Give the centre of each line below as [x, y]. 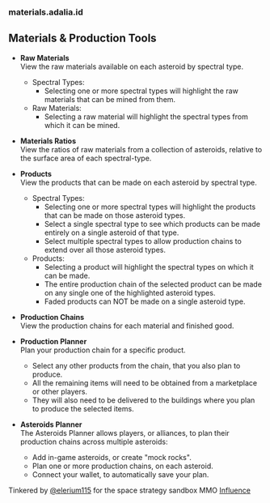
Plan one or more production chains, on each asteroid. [123, 466]
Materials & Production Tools [82, 38]
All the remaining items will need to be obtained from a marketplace [144, 382]
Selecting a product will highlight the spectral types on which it [149, 266]
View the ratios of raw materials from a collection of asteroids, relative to [141, 149]
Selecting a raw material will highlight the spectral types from [146, 117]
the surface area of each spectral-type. [86, 158]
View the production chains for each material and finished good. [127, 326]
